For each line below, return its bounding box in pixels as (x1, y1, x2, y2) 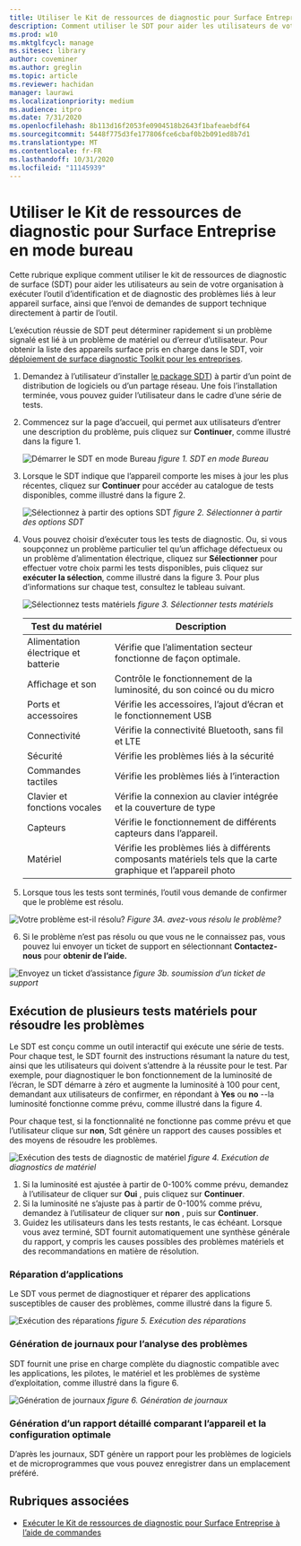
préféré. (9, 1468, 39, 1479)
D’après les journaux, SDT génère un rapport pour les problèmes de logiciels (9, 1449, 292, 1460)
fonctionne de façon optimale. (115, 652, 241, 664)
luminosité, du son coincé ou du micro (115, 683, 275, 696)
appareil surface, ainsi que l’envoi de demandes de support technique (9, 298, 267, 309)
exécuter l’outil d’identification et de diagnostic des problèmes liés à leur (9, 289, 277, 300)
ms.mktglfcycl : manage (9, 38, 94, 48)
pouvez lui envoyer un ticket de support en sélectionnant (21, 941, 233, 951)
